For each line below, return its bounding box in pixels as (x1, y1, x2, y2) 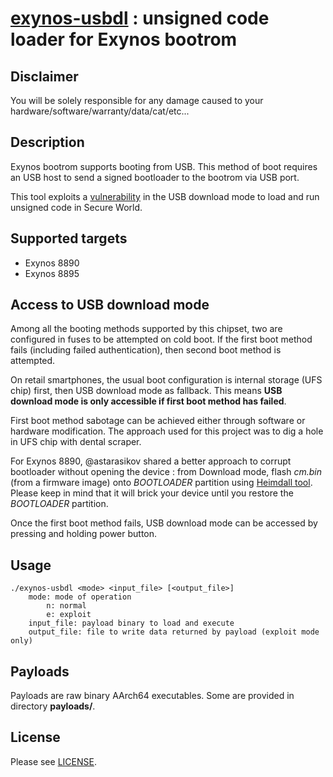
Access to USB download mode (10, 297, 210, 314)
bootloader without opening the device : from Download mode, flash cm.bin (10, 466, 322, 478)
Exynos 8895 (24, 267, 80, 279)
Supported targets (10, 230, 128, 247)
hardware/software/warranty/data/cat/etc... (10, 105, 190, 117)
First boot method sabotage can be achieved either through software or (10, 415, 306, 427)
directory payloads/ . (10, 700, 96, 712)
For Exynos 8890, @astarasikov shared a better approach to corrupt (10, 455, 292, 467)
